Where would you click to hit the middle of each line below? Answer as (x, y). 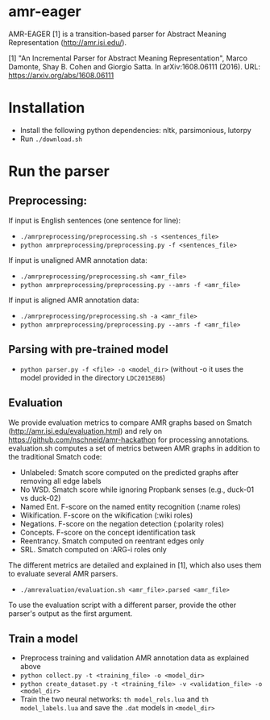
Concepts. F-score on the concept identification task (108, 532)
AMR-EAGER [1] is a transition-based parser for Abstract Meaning (118, 34)
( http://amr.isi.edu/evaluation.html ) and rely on (85, 431)
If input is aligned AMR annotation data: (74, 300)
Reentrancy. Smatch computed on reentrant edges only (112, 541)
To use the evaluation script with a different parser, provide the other (122, 605)
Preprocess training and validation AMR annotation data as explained (135, 658)
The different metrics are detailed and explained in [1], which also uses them (135, 565)
